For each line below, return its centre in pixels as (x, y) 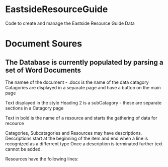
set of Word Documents (43, 70)
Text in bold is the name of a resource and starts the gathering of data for (81, 118)
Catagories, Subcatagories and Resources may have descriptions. (74, 133)
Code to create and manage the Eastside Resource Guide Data (70, 23)
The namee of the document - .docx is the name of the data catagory (77, 82)
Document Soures (44, 44)
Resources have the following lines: (42, 159)
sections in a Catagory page (34, 108)
